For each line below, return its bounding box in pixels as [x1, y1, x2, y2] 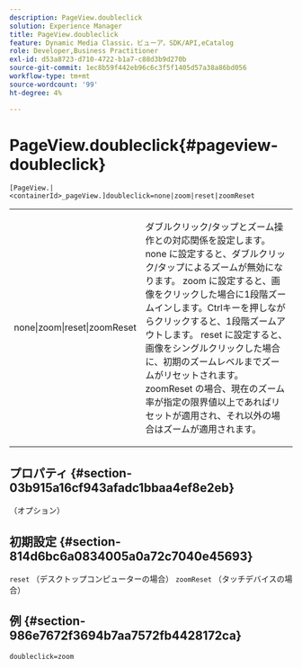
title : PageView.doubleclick [9, 30, 119, 39]
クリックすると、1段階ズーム [154, 316, 277, 328]
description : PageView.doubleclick [9, 13, 143, 22]
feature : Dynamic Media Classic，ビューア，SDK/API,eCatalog [9, 38, 235, 48]
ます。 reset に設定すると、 [172, 329, 288, 342]
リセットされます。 [163, 370, 244, 382]
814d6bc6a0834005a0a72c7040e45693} [9, 548, 253, 564]
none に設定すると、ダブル [145, 248, 259, 261]
